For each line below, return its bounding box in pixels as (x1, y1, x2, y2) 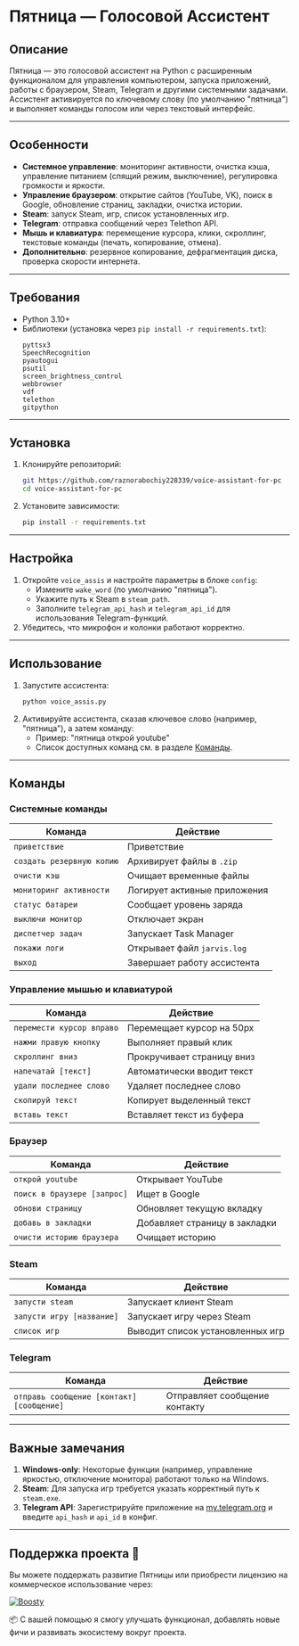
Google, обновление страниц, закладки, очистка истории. (21, 199, 243, 210)
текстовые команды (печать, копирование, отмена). (21, 236, 222, 247)
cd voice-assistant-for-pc (21, 484, 123, 494)
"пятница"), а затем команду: (21, 722, 134, 733)
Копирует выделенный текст (127, 1094, 252, 1107)
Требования (9, 290, 80, 305)
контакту (166, 1401, 206, 1413)
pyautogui (21, 356, 60, 365)
